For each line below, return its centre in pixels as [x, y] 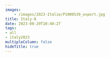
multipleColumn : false [28, 42]
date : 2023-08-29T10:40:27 [33, 24]
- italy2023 [17, 38]
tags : [11, 28]
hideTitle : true [22, 47]
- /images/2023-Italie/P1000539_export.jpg [60, 14]
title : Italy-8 [21, 19]
